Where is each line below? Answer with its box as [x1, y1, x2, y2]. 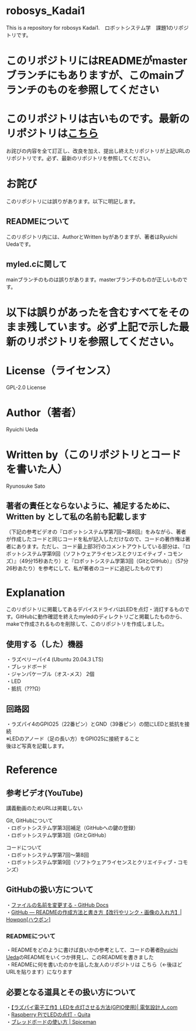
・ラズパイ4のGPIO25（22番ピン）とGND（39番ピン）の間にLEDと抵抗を [6, 720, 185, 727]
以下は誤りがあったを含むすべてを [6, 306, 169, 319]
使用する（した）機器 [6, 639, 83, 649]
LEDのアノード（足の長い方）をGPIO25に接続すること [9, 735, 140, 742]
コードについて [6, 844, 42, 851]
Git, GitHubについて [6, 817, 53, 824]
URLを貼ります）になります [6, 968, 73, 975]
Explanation [6, 586, 66, 599]
